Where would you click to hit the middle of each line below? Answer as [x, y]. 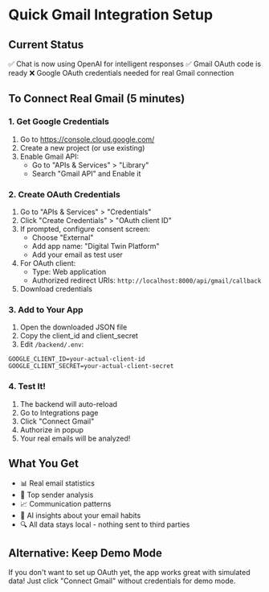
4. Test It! [27, 387]
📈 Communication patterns [65, 504]
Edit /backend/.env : [52, 345]
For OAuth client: [48, 263]
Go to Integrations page [59, 412]
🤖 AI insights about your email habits [80, 515]
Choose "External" [63, 237]
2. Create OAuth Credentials [64, 194]
